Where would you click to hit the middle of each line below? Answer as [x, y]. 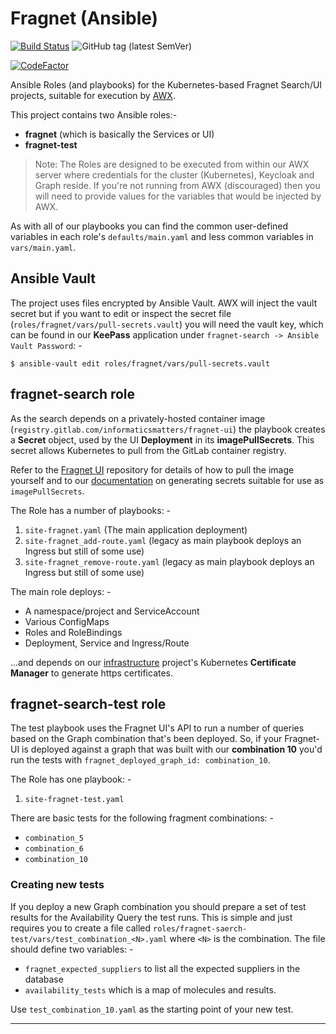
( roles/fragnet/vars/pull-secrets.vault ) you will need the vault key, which [167, 324]
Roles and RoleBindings [73, 632]
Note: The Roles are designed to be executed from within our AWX [172, 164]
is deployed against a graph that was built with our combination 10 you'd [172, 749]
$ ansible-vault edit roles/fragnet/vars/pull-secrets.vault [140, 363]
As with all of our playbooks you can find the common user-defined [149, 226]
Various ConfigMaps [67, 621]
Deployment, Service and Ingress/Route [107, 643]
